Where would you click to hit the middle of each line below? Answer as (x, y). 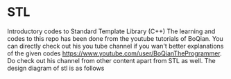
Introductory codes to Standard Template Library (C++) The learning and (111, 31)
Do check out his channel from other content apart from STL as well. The (112, 60)
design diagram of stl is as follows (56, 68)
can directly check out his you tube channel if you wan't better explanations (115, 46)
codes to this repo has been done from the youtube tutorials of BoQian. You (115, 38)
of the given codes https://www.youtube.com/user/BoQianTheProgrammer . (114, 53)
